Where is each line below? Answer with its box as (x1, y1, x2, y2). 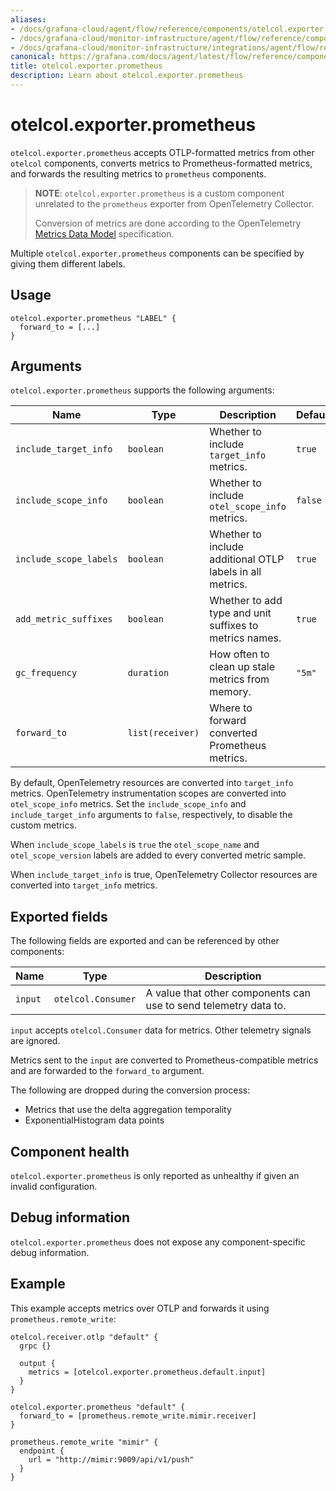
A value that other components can (145, 986, 311, 1000)
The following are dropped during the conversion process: (10, 1084, 251, 1096)
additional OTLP (209, 552, 285, 566)
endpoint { (19, 1446, 65, 1456)
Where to (209, 701, 253, 715)
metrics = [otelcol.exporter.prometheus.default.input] (28, 1367, 267, 1377)
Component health (10, 1143, 130, 1160)
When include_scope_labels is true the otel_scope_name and (10, 839, 260, 851)
